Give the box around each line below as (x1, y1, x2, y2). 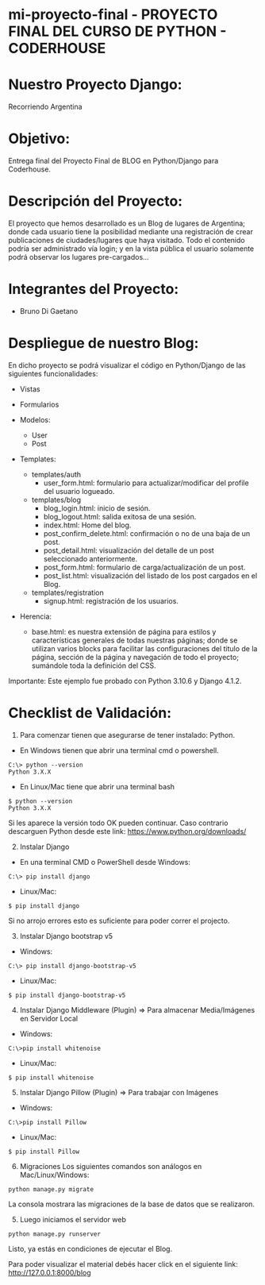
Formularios (19, 399, 60, 409)
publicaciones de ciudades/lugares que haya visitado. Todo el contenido (8, 236, 245, 245)
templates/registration (31, 588, 105, 597)
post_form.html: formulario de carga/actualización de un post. (43, 562, 246, 572)
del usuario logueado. (43, 486, 115, 496)
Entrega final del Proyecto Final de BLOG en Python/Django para (8, 156, 219, 166)
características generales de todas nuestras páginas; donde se (31, 635, 238, 645)
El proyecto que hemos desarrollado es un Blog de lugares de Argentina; (8, 218, 246, 228)
